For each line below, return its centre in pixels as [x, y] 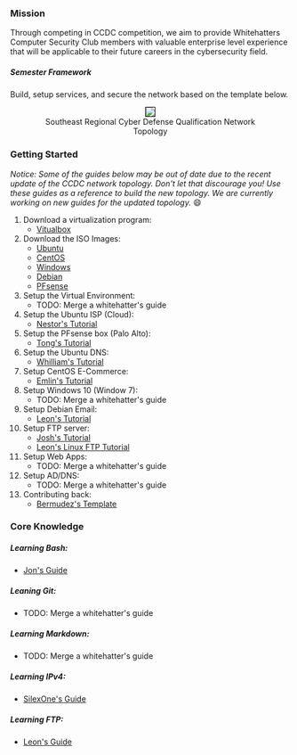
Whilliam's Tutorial [70, 361]
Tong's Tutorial [64, 342]
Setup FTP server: [56, 428]
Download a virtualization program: [87, 219]
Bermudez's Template [76, 504]
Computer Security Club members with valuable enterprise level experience [149, 42]
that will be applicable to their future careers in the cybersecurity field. [139, 52]
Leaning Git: [33, 591]
